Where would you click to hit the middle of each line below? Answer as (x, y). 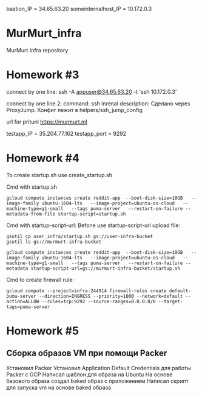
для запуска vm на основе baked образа (59, 387)
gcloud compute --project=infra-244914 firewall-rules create (86, 291)
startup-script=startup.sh (92, 214)
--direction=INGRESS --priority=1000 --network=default (111, 296)
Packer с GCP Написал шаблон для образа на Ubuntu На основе (89, 374)
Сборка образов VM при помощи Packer (87, 353)
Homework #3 (43, 75)
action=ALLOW (23, 301)
